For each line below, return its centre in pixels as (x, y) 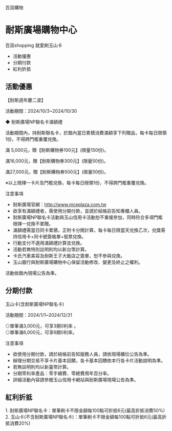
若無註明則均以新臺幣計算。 (42, 367)
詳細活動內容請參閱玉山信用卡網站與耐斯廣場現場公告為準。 (76, 379)
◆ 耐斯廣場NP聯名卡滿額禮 (34, 121)
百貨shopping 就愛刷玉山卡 (34, 45)
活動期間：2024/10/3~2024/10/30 (41, 111)
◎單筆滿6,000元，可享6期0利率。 (41, 332)
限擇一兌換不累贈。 (33, 223)
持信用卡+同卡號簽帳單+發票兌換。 (49, 236)
